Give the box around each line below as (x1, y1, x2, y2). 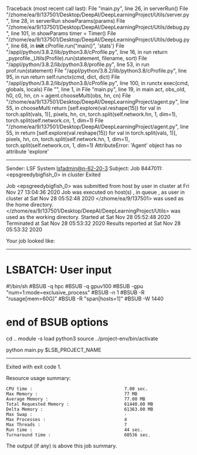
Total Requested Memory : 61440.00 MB (6, 401, 154, 407)
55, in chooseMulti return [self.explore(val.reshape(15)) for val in (6, 105, 161, 111)
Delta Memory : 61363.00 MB (6, 406, 154, 412)
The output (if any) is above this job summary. (6, 442, 117, 449)
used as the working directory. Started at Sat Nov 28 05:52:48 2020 (6, 214, 171, 220)
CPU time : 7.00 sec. (6, 386, 148, 392)
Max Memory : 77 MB (6, 391, 138, 397)
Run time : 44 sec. (6, 427, 143, 433)
